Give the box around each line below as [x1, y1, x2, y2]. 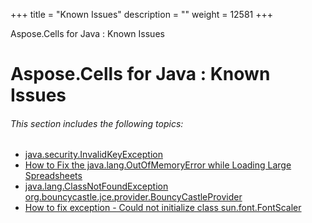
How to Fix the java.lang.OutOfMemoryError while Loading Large [24, 159, 292, 171]
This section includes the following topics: [10, 117, 184, 129]
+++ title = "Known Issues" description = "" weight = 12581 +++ [10, 9, 274, 20]
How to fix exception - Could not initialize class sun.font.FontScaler [24, 202, 302, 214]
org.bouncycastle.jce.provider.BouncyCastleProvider [24, 191, 243, 203]
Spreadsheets [24, 170, 83, 182]
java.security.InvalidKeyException [24, 149, 163, 161]
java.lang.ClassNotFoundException [24, 180, 169, 193]
